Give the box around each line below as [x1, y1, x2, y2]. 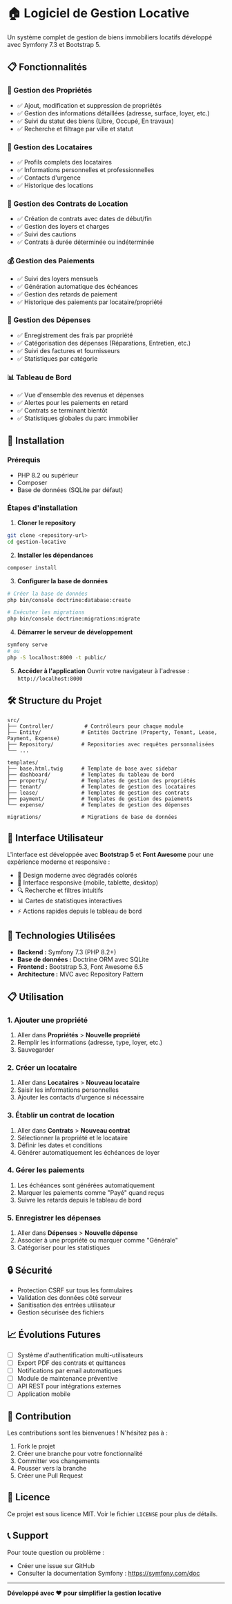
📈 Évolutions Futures [7, 1329, 101, 1341]
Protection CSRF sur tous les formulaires [17, 1286, 133, 1294]
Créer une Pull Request [17, 1471, 84, 1480]
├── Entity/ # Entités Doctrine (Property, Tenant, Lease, [7, 728, 217, 736]
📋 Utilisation [7, 991, 64, 1003]
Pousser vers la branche [17, 1464, 87, 1472]
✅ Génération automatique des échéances [17, 282, 138, 290]
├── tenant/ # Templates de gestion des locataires [7, 783, 196, 790]
